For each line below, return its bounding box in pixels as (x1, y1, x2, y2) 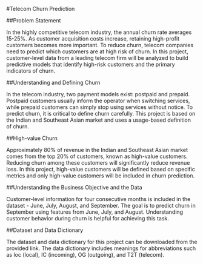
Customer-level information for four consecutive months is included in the (6, 196, 191, 202)
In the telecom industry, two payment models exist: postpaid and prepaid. (6, 91, 190, 97)
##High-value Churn (6, 134, 58, 142)
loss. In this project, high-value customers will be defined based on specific (6, 166, 195, 173)
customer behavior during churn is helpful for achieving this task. (6, 215, 170, 222)
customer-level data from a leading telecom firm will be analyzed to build (6, 54, 189, 61)
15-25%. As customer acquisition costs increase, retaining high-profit (6, 35, 180, 42)
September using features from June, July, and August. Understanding (6, 208, 184, 216)
